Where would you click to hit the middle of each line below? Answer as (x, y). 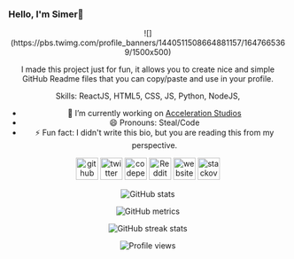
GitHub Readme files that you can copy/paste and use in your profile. (148, 79)
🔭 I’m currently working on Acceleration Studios (155, 114)
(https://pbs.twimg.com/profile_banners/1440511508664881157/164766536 (147, 43)
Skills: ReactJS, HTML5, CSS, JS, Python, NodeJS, (148, 96)
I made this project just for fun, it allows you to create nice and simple (148, 69)
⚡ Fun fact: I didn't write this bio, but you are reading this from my (155, 133)
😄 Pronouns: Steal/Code (155, 122)
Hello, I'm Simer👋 (46, 14)
